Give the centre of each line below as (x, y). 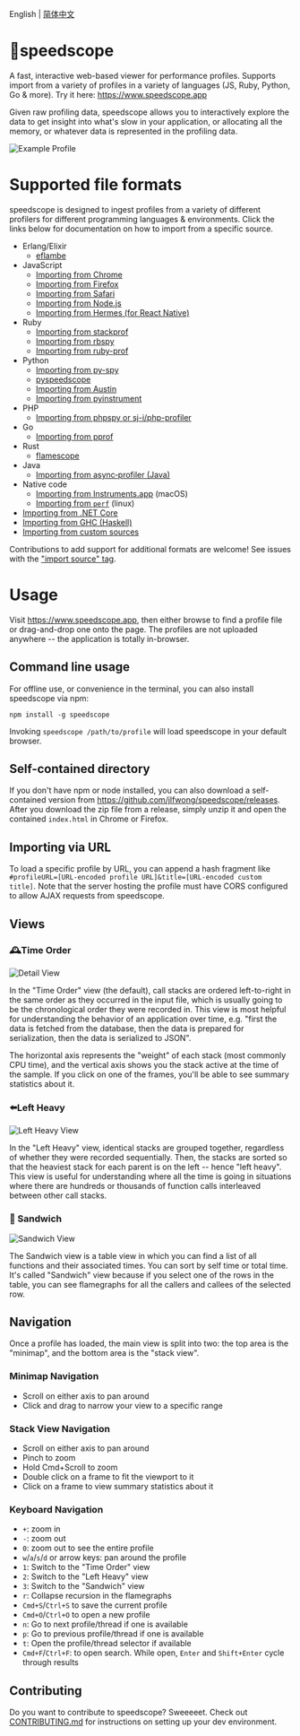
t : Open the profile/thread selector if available (107, 1644)
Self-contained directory (80, 769)
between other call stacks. (58, 1195)
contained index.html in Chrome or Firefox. (89, 819)
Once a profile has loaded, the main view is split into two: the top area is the (149, 1343)
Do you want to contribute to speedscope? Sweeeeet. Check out (129, 1713)
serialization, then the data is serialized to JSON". (100, 1037)
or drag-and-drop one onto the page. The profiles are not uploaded (133, 629)
